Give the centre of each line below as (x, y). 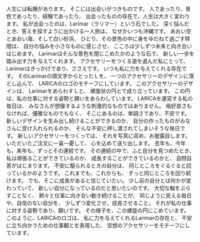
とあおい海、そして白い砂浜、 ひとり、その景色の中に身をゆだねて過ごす (96, 39)
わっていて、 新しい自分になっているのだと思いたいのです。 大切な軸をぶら (99, 188)
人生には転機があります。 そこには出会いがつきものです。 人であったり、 (96, 9)
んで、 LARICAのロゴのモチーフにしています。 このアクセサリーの (102, 83)
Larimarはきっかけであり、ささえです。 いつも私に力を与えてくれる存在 (94, 68)
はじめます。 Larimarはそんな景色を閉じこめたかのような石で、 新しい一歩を (100, 53)
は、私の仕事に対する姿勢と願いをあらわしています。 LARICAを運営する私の (100, 98)
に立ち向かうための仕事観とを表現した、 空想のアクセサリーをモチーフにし (98, 225)
